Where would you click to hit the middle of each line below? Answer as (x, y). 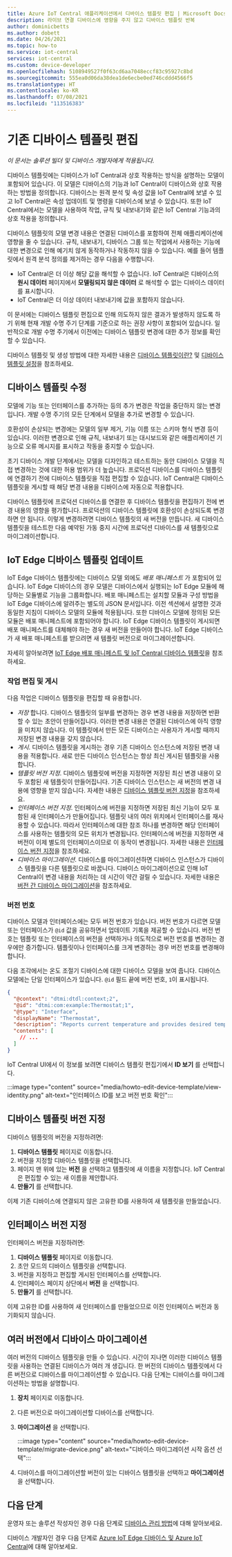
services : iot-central (40, 59)
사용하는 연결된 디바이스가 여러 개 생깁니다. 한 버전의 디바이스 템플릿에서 (117, 1366)
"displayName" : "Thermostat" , (57, 1018)
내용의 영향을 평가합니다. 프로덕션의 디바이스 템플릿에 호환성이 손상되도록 (113, 510)
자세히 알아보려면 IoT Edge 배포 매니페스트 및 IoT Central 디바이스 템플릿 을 (109, 653)
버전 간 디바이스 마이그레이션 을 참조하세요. (75, 885)
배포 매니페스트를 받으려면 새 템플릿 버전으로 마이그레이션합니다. (108, 638)
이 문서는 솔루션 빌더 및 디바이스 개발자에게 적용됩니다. (81, 160)
